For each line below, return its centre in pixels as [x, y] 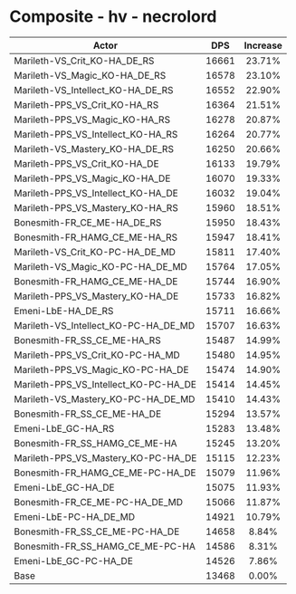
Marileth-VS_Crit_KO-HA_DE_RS [84, 61]
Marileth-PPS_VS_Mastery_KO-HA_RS [96, 207]
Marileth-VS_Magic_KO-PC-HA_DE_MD [100, 266]
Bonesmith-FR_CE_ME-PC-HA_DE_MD [99, 502]
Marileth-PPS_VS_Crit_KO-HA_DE [87, 163]
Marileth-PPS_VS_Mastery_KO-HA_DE [96, 296]
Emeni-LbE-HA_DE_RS [64, 311]
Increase [263, 45]
